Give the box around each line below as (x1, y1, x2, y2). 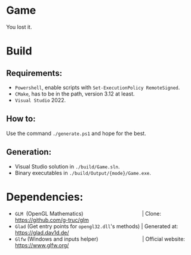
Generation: (6, 147, 52, 157)
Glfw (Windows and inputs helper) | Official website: (14, 235, 185, 242)
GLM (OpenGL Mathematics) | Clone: (14, 210, 161, 217)
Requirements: (6, 68, 63, 78)
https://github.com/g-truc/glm (14, 216, 90, 223)
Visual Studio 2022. (14, 96, 66, 103)
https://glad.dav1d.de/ (14, 229, 69, 236)
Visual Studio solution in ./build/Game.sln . (14, 162, 121, 170)
